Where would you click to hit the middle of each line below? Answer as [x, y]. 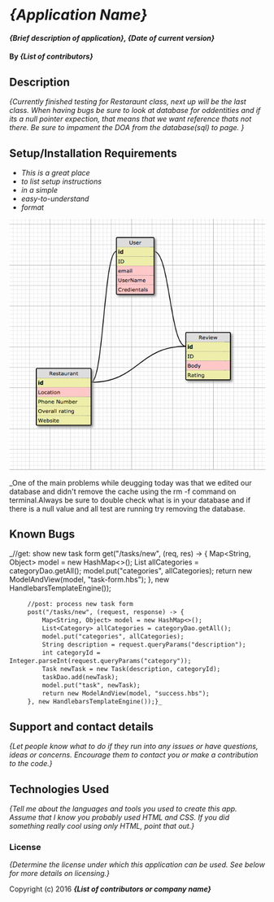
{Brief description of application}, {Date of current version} [112, 37]
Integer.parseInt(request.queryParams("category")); [100, 661]
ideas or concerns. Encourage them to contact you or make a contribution [134, 755]
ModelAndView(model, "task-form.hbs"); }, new [89, 580]
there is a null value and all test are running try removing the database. [127, 508]
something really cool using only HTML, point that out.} [102, 826]
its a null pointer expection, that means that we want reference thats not [130, 119]
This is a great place [55, 173]
